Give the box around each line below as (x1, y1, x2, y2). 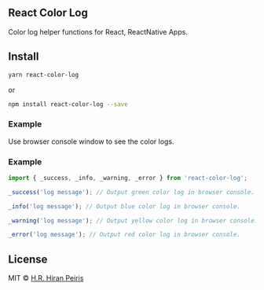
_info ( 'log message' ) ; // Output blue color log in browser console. (8, 202, 241, 211)
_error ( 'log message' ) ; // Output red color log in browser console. (8, 231, 241, 239)
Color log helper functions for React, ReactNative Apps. (8, 27, 189, 36)
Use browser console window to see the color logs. (8, 137, 174, 146)
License (8, 252, 48, 266)
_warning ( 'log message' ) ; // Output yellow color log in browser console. (8, 216, 258, 225)
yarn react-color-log (8, 71, 79, 79)
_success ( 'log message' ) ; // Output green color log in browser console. (8, 188, 255, 196)
